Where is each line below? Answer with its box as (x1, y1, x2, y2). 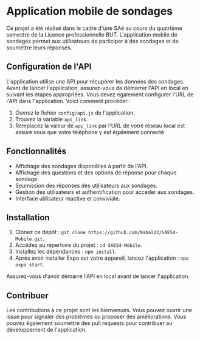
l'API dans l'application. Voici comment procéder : (6, 97, 131, 104)
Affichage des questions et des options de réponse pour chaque (15, 169, 177, 176)
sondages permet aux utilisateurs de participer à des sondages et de (6, 37, 179, 45)
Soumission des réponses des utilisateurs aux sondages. (15, 182, 158, 189)
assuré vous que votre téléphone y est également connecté (15, 128, 164, 135)
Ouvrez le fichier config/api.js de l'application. (15, 109, 136, 116)
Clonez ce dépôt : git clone (15, 229, 86, 236)
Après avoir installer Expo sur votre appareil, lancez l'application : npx (15, 254, 189, 262)
